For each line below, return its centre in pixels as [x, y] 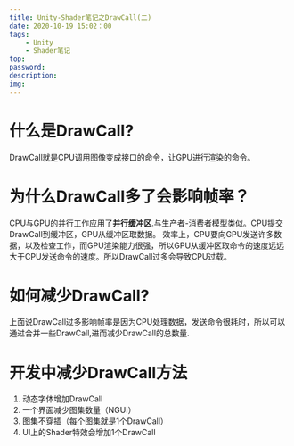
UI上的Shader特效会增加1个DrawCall [89, 433]
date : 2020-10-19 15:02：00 [61, 26]
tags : [19, 34]
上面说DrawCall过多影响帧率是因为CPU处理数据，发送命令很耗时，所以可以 [147, 322]
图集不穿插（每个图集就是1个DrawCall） [95, 421]
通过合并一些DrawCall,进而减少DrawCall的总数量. [99, 333]
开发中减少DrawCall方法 [98, 372]
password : [28, 68]
